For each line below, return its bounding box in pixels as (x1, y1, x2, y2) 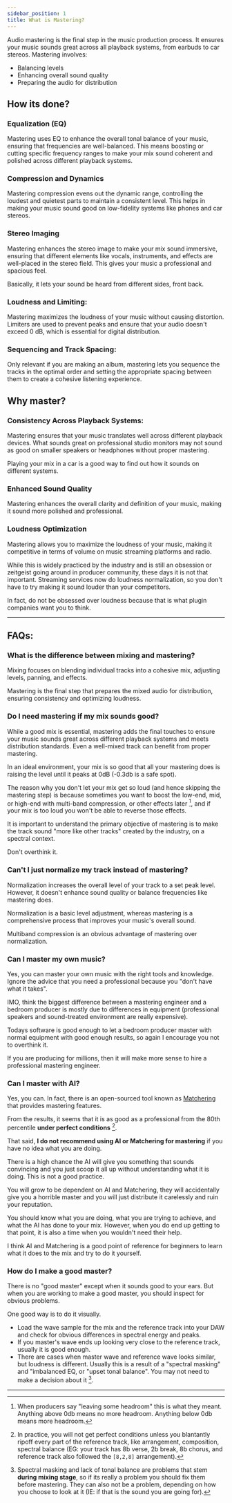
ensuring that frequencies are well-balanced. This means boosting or (7, 142, 204, 151)
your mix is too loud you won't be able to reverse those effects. (7, 806, 187, 815)
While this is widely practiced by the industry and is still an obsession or (7, 561, 212, 569)
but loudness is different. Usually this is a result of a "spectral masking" (17, 1360, 221, 1368)
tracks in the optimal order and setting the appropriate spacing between (7, 367, 212, 376)
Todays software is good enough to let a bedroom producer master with (7, 1026, 212, 1034)
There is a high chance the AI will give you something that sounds (7, 1157, 195, 1165)
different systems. (7, 467, 59, 475)
